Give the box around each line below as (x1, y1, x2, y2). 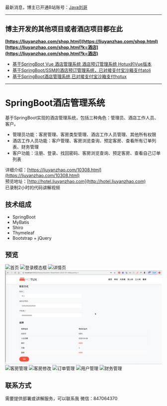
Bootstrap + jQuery (12, 235, 52, 241)
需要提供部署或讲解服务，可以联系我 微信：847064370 (5, 395, 118, 401)
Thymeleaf (12, 230, 35, 236)
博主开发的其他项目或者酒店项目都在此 (5, 25, 123, 33)
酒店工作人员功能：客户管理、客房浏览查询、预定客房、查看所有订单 (12, 137, 152, 143)
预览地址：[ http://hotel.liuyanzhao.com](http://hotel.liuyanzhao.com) (5, 178, 146, 184)
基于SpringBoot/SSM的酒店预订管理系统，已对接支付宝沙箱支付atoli (12, 67, 151, 73)
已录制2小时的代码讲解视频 (5, 184, 61, 190)
